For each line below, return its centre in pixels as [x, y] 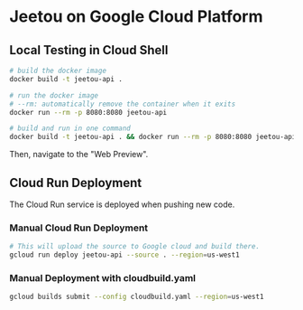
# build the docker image [58, 70]
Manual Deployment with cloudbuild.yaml [103, 277]
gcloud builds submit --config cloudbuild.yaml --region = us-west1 [137, 297]
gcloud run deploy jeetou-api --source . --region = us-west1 [125, 255]
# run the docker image [54, 95]
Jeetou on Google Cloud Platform [136, 17]
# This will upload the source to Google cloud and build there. [134, 247]
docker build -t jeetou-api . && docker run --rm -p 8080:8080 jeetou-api [153, 137]
